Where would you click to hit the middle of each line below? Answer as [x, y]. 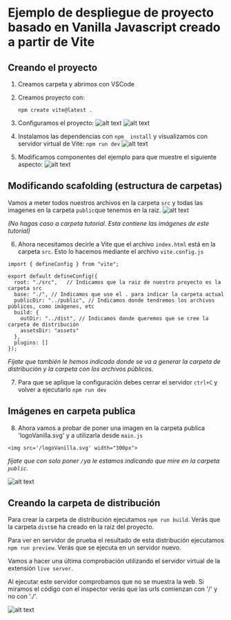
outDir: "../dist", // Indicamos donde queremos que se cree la [114, 318]
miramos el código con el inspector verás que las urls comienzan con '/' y [113, 589]
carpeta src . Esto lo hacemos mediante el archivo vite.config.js [111, 251]
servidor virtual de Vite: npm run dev [69, 144]
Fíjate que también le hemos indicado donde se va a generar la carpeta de [114, 361]
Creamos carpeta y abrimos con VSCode [76, 84]
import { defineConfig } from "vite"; [63, 264]
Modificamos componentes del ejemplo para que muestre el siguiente [117, 157]
